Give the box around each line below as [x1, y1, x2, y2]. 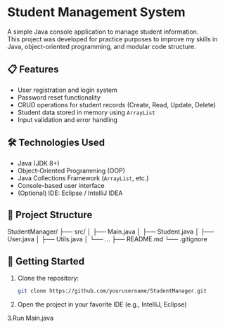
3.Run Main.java [7, 314, 54, 323]
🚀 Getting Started [7, 255, 85, 267]
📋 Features [7, 64, 59, 76]
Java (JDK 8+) [17, 159, 60, 167]
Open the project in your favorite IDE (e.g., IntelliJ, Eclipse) [17, 300, 188, 309]
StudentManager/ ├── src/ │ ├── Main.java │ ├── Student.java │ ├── [7, 227, 214, 236]
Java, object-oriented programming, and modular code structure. [7, 42, 197, 51]
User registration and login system [17, 86, 117, 94]
